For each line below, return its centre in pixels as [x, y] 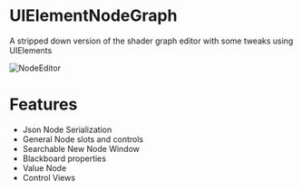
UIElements [31, 50]
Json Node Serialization [67, 129]
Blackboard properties [64, 158]
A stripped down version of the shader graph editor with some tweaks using [151, 41]
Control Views [49, 177]
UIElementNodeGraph [93, 16]
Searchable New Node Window [81, 148]
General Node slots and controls [83, 139]
